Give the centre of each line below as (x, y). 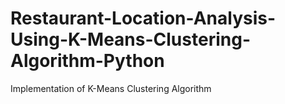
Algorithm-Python (87, 61)
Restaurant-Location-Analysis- (143, 18)
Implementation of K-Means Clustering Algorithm (111, 88)
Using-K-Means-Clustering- (130, 39)
